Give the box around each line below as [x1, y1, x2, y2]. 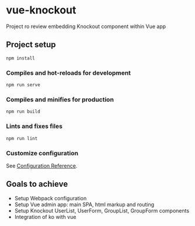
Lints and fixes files [6, 122, 63, 130]
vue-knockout [6, 4, 76, 17]
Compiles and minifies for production [6, 95, 114, 103]
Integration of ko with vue [14, 213, 76, 220]
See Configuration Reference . [6, 162, 78, 169]
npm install [6, 55, 35, 61]
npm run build [6, 109, 41, 114]
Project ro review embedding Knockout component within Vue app [6, 23, 166, 30]
